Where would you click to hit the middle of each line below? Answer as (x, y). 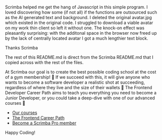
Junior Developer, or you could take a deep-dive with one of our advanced (80, 98)
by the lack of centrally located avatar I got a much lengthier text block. (77, 38)
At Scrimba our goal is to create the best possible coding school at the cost (81, 72)
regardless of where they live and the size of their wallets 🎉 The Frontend (79, 87)
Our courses (25, 113)
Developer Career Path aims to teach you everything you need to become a (81, 93)
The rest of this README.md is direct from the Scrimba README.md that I (79, 57)
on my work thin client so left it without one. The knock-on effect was (75, 28)
